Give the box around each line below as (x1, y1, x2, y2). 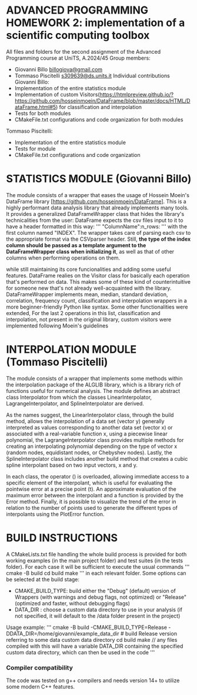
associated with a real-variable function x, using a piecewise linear (6, 430, 168, 437)
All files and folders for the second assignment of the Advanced (6, 48, 161, 55)
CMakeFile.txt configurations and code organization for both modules (14, 116, 183, 123)
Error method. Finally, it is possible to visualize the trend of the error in (6, 498, 176, 505)
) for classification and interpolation (55, 103, 142, 110)
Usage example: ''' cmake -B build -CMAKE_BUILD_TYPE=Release (6, 624, 168, 631)
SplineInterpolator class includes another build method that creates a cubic (6, 455, 188, 462)
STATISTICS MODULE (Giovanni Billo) (6, 172, 192, 186)
